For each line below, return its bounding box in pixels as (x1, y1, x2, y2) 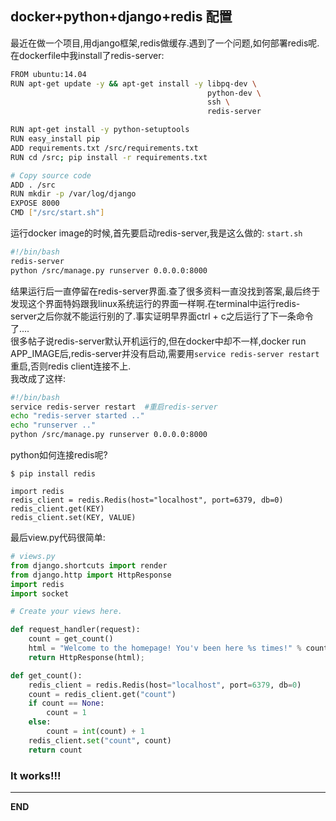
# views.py (10, 552, 56, 562)
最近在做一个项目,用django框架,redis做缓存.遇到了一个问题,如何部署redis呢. (10, 37, 320, 49)
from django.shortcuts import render (10, 560, 168, 571)
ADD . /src (10, 180, 56, 190)
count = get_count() (28, 634, 114, 644)
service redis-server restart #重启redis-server (10, 402, 218, 412)
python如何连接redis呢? (10, 449, 108, 461)
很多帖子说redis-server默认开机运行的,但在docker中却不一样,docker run (10, 335, 307, 347)
